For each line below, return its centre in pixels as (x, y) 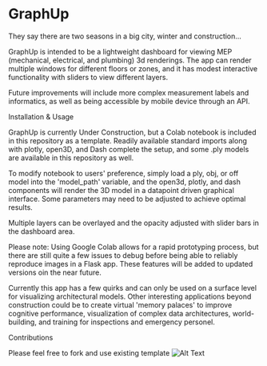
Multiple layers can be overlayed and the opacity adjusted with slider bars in (134, 223)
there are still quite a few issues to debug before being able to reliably (123, 255)
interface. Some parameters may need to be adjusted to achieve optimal (127, 199)
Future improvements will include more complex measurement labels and (129, 92)
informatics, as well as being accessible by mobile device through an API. (129, 101)
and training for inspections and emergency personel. (127, 322)
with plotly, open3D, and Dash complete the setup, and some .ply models (129, 149)
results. (21, 207)
